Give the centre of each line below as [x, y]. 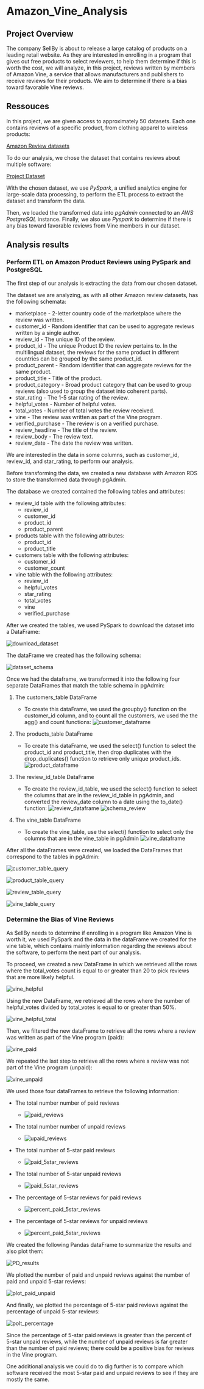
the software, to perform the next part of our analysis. [74, 952]
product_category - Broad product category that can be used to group [103, 384]
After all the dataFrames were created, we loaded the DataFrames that [94, 850]
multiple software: [29, 164]
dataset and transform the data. [46, 201]
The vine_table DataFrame [48, 820]
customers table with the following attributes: [72, 555]
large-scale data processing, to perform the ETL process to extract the [95, 194]
